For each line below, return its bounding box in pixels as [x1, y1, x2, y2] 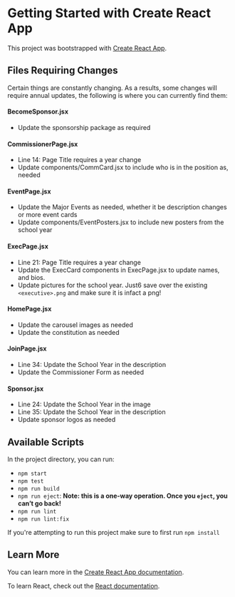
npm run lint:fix [17, 516, 70, 523]
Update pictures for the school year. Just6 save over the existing [17, 281, 208, 289]
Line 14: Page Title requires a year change [17, 156, 142, 164]
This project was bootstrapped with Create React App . [7, 44, 167, 52]
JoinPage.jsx [7, 344, 47, 353]
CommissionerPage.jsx [7, 139, 78, 148]
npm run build [17, 485, 60, 492]
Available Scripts [7, 436, 84, 448]
